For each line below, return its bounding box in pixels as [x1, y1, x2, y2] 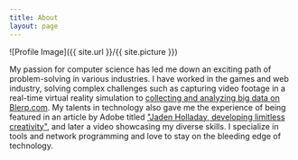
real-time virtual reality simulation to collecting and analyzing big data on [9, 92, 280, 103]
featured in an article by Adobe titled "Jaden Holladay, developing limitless [9, 111, 286, 122]
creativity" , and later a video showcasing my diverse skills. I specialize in [9, 120, 280, 131]
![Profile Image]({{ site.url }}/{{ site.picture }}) [9, 46, 178, 57]
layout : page [9, 22, 59, 31]
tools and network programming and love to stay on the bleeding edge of [9, 130, 282, 141]
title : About [9, 13, 59, 22]
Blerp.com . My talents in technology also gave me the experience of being [9, 102, 286, 112]
